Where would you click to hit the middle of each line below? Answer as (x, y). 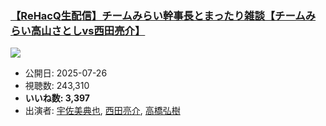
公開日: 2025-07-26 (66, 73)
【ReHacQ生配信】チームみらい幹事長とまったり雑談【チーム (158, 15)
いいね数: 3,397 (57, 98)
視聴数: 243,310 (57, 86)
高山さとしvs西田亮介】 (88, 30)
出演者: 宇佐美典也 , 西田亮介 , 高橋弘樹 (102, 111)
